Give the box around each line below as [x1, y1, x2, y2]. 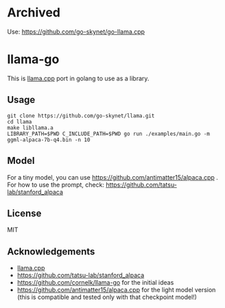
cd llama [7, 118, 32, 125]
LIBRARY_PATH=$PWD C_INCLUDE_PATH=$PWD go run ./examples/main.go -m [7, 130, 211, 137]
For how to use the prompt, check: [7, 180, 105, 189]
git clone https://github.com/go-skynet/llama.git [7, 112, 155, 119]
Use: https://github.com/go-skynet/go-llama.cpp [7, 27, 145, 36]
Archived [7, 5, 60, 21]
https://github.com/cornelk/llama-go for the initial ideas [16, 279, 174, 287]
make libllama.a [7, 124, 54, 131]
